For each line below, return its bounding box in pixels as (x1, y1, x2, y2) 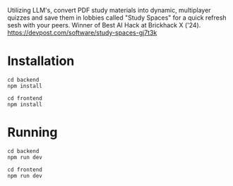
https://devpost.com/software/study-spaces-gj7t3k (7, 28, 157, 37)
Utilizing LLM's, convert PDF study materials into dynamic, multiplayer (7, 6, 211, 14)
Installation (7, 53, 75, 69)
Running (7, 125, 58, 140)
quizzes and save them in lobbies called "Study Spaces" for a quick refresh (7, 13, 227, 22)
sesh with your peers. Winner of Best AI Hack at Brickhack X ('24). (7, 21, 201, 29)
